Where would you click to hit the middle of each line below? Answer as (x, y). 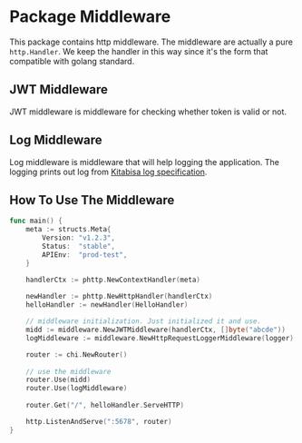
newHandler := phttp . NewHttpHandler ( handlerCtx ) (119, 297)
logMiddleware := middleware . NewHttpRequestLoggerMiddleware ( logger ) (160, 338)
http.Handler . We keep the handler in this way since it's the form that (139, 51)
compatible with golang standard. (72, 61)
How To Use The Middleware (92, 200)
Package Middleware (90, 17)
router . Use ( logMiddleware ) (77, 389)
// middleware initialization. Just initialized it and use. (143, 321)
